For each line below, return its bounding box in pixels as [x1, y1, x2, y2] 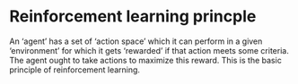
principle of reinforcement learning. [9, 64, 141, 75]
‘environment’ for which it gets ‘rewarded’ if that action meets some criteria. [9, 45, 289, 55]
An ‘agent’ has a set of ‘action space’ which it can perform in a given [9, 36, 263, 46]
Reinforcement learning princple [9, 6, 257, 27]
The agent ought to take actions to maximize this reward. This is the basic [9, 55, 283, 65]
